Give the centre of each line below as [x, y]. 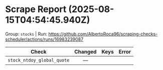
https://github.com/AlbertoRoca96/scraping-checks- [103, 34]
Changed [86, 51]
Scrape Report [36, 9]
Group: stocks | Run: [26, 34]
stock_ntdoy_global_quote [39, 60]
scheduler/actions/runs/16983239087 [44, 39]
